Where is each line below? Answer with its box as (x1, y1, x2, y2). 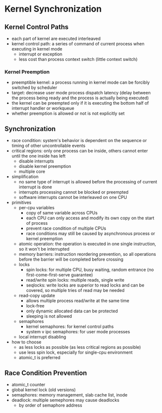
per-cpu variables (18, 205, 55, 211)
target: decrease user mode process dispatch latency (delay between (11, 90, 151, 96)
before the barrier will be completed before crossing (18, 256, 124, 262)
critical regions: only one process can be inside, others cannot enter (11, 148, 148, 154)
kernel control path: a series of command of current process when (11, 41, 145, 47)
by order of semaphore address (18, 402, 82, 408)
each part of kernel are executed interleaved (11, 36, 101, 41)
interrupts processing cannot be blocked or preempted (18, 189, 129, 195)
